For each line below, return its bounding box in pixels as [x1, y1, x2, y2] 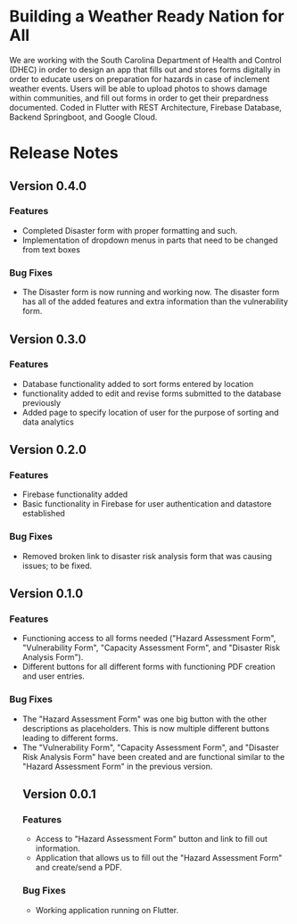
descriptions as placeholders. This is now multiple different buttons [21, 722, 270, 733]
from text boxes [21, 243, 80, 255]
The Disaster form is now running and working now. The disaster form [21, 287, 279, 298]
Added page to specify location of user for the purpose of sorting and [21, 407, 279, 417]
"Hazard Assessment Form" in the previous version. [21, 761, 213, 771]
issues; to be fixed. [21, 560, 93, 571]
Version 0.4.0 [9, 178, 87, 194]
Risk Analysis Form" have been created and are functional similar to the [21, 751, 285, 762]
